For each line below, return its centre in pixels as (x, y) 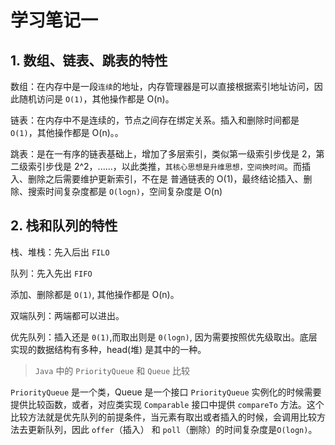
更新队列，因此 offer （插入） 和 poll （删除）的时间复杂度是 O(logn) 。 (172, 429)
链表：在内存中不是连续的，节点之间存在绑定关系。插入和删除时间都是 (155, 120)
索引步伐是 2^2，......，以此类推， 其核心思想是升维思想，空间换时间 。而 (165, 166)
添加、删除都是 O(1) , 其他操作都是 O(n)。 (95, 294)
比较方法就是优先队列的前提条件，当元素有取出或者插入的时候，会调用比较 (163, 417)
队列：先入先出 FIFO (51, 273)
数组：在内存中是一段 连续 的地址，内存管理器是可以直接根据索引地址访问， (162, 86)
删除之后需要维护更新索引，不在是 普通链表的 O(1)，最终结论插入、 (165, 179)
